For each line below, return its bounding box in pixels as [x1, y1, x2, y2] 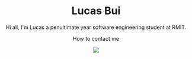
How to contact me [72, 35, 120, 42]
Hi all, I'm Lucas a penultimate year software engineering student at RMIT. [5, 24, 187, 31]
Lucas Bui [71, 4, 121, 18]
